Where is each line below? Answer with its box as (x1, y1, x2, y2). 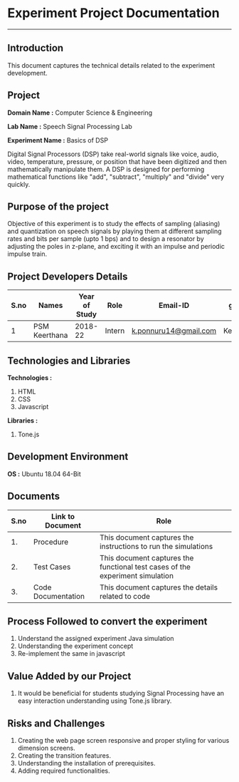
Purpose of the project (7, 200, 109, 212)
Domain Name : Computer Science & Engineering (7, 108, 153, 117)
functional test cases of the (99, 562, 191, 572)
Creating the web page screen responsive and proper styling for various (17, 736, 230, 745)
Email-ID (159, 301, 190, 311)
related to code (99, 591, 151, 601)
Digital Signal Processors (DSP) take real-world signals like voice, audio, (7, 150, 219, 158)
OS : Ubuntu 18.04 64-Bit (7, 469, 82, 478)
